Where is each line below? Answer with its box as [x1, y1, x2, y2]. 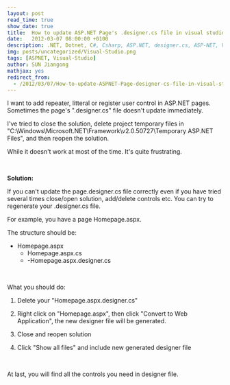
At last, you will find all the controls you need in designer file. [7, 370, 179, 378]
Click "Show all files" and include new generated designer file [16, 344, 192, 352]
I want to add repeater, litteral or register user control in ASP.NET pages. [7, 99, 211, 107]
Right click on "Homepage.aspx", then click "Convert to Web [16, 310, 188, 318]
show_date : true [7, 23, 53, 30]
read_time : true [7, 16, 53, 23]
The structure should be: [7, 229, 77, 237]
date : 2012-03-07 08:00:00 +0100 [7, 36, 109, 43]
